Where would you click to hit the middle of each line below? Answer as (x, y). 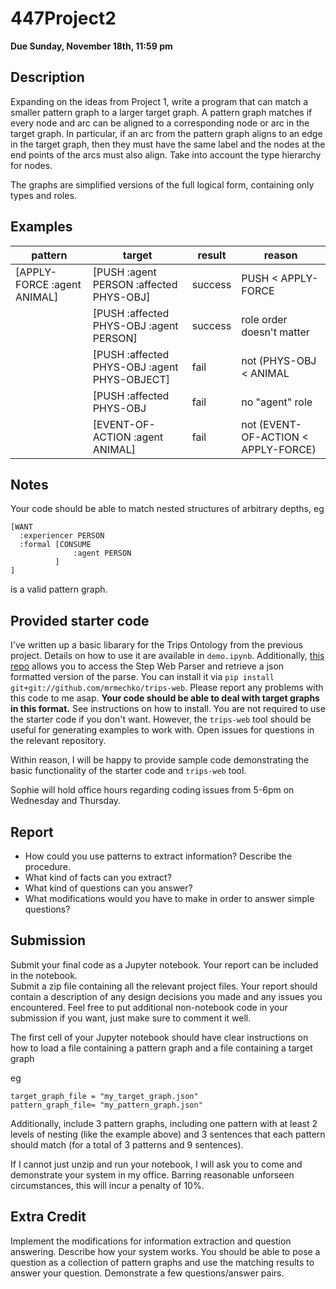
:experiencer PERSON (62, 536)
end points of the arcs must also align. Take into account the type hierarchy (166, 154)
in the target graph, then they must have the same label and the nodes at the (168, 144)
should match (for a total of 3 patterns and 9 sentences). (127, 1144)
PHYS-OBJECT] (131, 379)
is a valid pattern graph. (59, 589)
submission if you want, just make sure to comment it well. (131, 1018)
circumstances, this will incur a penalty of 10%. (107, 1185)
